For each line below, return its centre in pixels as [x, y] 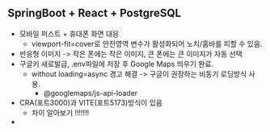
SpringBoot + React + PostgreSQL [95, 13]
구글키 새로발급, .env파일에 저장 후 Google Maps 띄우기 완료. [116, 64]
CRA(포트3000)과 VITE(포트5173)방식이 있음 [91, 102]
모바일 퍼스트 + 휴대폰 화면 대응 [69, 33]
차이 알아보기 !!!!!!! [60, 113]
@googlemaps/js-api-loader [91, 93]
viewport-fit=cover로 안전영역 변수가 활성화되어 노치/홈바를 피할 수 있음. [147, 43]
